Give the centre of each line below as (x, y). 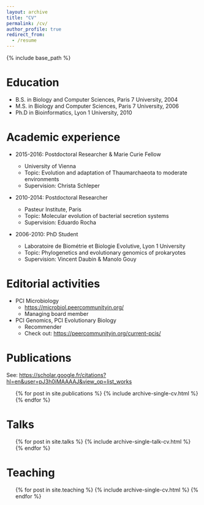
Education (33, 83)
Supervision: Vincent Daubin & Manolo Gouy (80, 259)
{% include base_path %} (39, 58)
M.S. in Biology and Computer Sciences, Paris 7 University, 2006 (97, 106)
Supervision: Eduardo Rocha (60, 222)
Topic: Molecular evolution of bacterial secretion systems (97, 215)
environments (42, 179)
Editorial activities (53, 284)
